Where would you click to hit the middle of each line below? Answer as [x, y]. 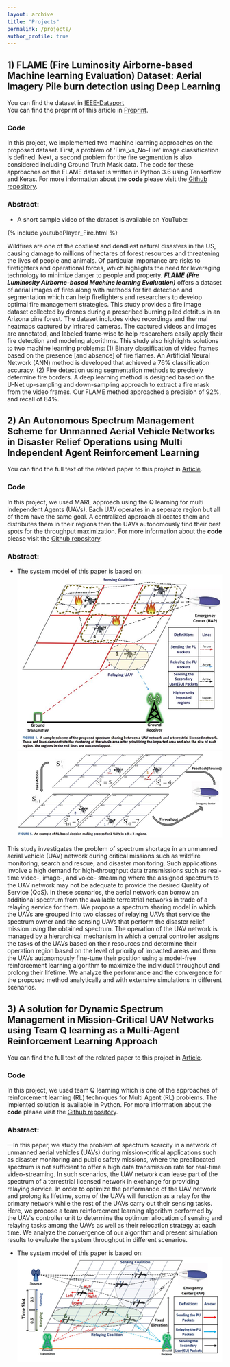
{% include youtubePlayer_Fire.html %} [63, 233]
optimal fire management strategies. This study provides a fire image [104, 304]
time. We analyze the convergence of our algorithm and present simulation [112, 1232]
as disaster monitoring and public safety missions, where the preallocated [111, 1159]
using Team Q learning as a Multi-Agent [93, 1030]
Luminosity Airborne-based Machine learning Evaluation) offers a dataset [114, 282]
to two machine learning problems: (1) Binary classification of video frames [113, 348]
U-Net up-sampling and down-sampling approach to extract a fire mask [108, 384]
